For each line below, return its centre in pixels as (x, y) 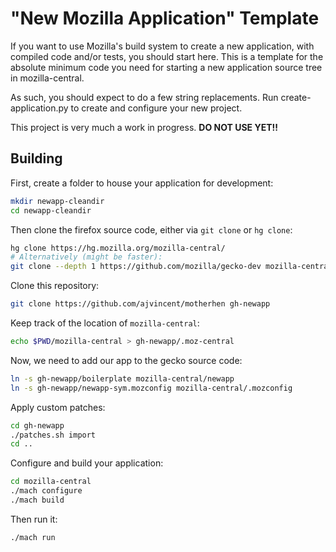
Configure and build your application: (87, 463)
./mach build (37, 500)
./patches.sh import (53, 435)
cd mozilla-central (51, 482)
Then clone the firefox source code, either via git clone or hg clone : (151, 229)
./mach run (33, 537)
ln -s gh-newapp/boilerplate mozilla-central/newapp (122, 378)
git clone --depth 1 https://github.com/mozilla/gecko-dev (136, 267)
